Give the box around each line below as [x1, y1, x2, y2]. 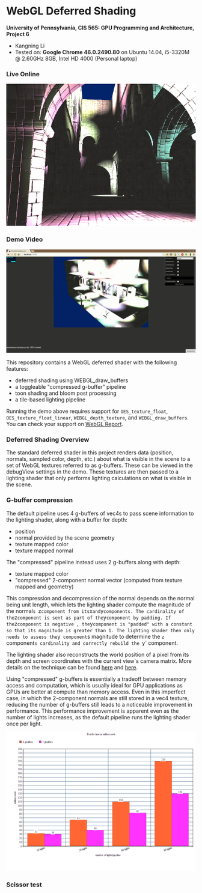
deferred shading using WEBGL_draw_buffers [14, 377, 129, 384]
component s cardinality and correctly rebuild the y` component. [6, 639, 179, 647]
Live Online [6, 70, 40, 78]
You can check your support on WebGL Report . [6, 421, 123, 428]
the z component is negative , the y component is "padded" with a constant [6, 620, 193, 627]
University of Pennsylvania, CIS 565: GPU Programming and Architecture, [6, 24, 194, 31]
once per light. [6, 720, 42, 727]
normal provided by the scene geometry [14, 534, 115, 541]
